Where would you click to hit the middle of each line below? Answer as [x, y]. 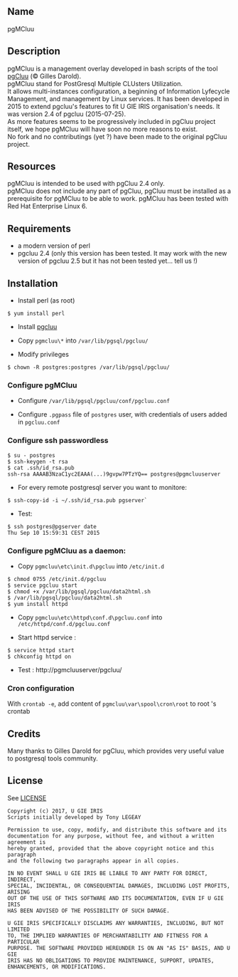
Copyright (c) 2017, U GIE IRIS [55, 811]
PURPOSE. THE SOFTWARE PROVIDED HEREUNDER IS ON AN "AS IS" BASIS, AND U [119, 948]
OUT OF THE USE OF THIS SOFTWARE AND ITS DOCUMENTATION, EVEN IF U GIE [115, 898]
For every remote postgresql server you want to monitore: [102, 487]
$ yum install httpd [38, 604]
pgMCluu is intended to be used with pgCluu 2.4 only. [86, 184]
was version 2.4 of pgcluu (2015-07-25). [67, 114]
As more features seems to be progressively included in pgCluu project [112, 121]
